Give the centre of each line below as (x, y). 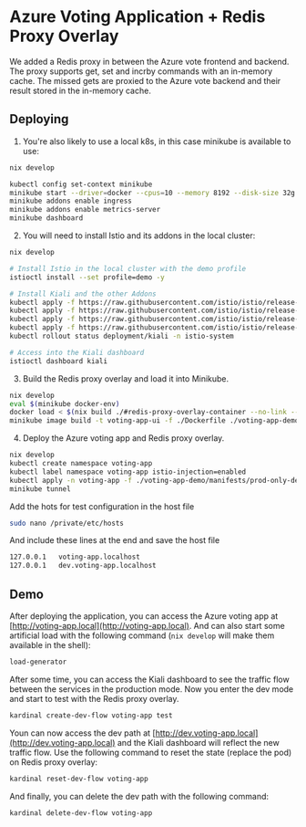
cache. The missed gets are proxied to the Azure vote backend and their (145, 80)
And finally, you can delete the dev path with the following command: (139, 796)
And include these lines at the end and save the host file (115, 540)
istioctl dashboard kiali (58, 361)
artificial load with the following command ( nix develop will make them (142, 635)
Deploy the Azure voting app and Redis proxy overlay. (123, 438)
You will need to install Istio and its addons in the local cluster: (139, 236)
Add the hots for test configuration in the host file (102, 506)
